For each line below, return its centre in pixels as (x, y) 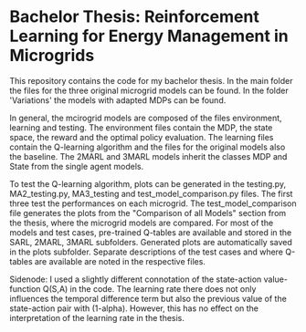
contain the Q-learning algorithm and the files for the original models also (148, 147)
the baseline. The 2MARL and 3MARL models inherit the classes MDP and (148, 156)
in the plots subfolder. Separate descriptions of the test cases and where (147, 252)
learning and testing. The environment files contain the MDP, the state (141, 127)
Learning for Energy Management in (149, 36)
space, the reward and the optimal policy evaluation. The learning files (142, 137)
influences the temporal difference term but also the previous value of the (148, 298)
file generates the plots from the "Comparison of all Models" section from (148, 213)
